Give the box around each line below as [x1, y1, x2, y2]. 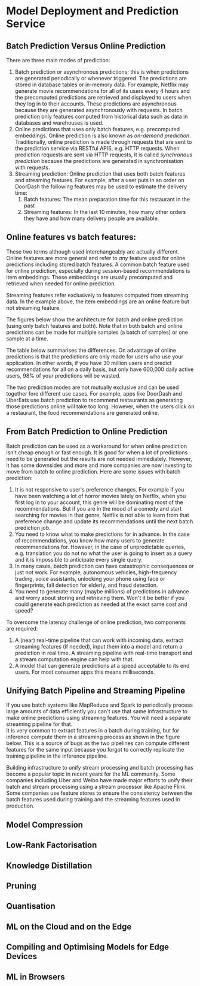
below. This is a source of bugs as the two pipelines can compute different [6, 740, 190, 747]
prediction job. [14, 524, 51, 531]
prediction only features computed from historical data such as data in [14, 113, 188, 120]
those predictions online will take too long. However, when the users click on [6, 403, 195, 410]
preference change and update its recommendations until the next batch [14, 517, 193, 525]
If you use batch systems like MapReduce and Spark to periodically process [6, 701, 193, 708]
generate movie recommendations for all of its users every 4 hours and [14, 88, 190, 94]
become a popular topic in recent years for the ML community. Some [6, 770, 176, 777]
